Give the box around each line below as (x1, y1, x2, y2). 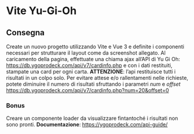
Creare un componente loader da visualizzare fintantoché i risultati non (6, 115, 178, 122)
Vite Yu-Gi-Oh (6, 4, 77, 18)
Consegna (6, 28, 45, 38)
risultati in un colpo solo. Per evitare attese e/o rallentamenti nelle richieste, (6, 75, 189, 81)
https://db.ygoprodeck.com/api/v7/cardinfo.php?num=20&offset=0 (6, 87, 169, 93)
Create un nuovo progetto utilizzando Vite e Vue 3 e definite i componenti (6, 43, 185, 50)
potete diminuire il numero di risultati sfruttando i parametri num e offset (6, 81, 181, 88)
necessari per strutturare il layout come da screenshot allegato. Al (6, 49, 166, 56)
